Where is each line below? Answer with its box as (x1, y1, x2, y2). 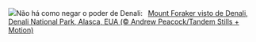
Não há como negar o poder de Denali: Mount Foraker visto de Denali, (16, 9, 248, 17)
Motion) (8, 25, 34, 35)
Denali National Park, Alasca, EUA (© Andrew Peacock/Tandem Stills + (8, 17, 239, 26)
